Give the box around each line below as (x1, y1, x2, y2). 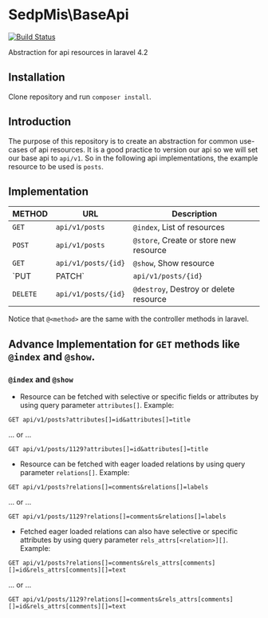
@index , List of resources (132, 222, 225, 233)
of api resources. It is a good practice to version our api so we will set (29, 145, 258, 154)
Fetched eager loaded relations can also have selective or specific (19, 527, 238, 537)
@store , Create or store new (132, 235, 237, 246)
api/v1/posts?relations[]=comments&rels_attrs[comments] (22, 559, 216, 568)
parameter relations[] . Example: (19, 468, 130, 477)
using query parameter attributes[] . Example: (19, 401, 175, 410)
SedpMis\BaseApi (8, 6, 129, 24)
